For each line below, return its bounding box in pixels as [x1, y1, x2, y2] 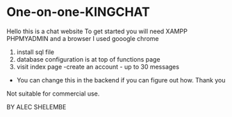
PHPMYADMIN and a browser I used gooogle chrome [6, 34, 159, 42]
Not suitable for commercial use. [6, 89, 100, 98]
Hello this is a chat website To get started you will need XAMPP [6, 27, 188, 35]
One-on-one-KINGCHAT [6, 4, 150, 20]
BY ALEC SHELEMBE [6, 102, 67, 111]
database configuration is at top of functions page [16, 55, 160, 63]
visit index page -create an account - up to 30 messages [16, 62, 180, 71]
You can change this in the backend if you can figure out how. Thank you [16, 75, 226, 84]
